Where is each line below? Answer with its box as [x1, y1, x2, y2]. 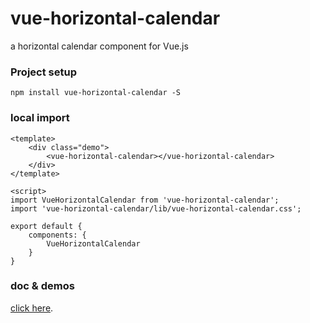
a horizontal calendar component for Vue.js [10, 40, 189, 52]
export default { [10, 221, 83, 231]
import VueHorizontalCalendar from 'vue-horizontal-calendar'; [10, 195, 280, 205]
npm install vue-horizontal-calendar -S [10, 88, 182, 98]
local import [10, 111, 70, 125]
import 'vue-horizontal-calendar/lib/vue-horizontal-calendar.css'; [10, 203, 302, 214]
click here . [10, 302, 54, 314]
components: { [28, 230, 87, 240]
